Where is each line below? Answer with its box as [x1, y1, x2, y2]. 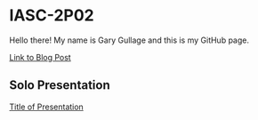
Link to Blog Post [9, 52, 71, 62]
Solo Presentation [9, 77, 110, 93]
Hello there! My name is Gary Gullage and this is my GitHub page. [9, 35, 250, 45]
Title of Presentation [9, 101, 85, 112]
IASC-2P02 [9, 5, 95, 26]
